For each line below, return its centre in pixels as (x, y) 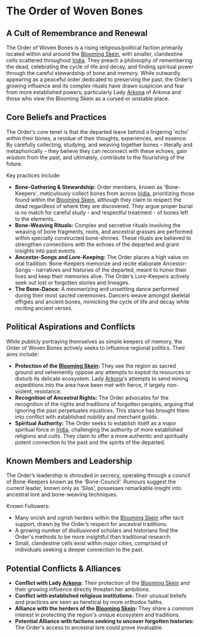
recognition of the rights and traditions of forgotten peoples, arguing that (104, 404)
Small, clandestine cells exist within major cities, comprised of (91, 543)
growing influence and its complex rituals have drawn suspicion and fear (96, 86)
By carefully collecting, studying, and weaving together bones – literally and (99, 145)
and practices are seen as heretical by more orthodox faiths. (89, 602)
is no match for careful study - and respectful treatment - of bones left (101, 212)
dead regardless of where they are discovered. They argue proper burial (104, 206)
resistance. (48, 391)
